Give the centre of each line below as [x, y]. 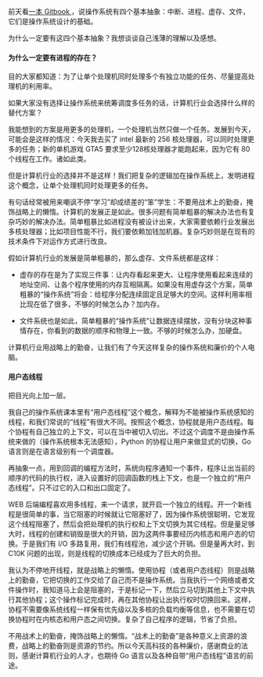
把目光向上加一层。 [39, 396]
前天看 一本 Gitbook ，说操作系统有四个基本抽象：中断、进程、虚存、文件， [129, 11]
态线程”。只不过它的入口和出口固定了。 [72, 488]
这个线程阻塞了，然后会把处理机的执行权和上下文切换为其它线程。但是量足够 [131, 524]
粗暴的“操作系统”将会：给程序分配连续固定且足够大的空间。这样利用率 [132, 295]
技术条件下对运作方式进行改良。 [59, 241]
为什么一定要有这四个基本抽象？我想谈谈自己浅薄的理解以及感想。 [114, 38]
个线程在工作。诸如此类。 [49, 159]
